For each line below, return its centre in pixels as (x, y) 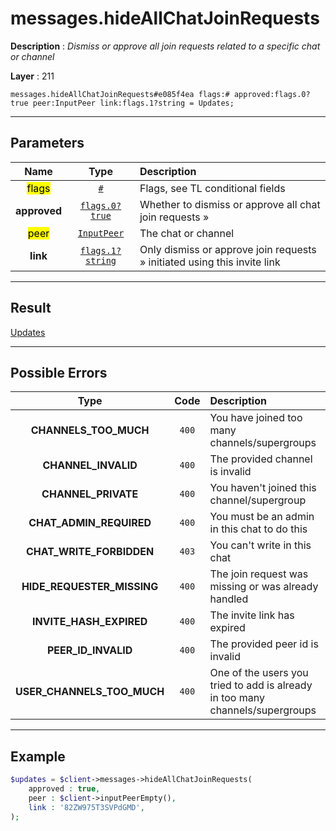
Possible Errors (59, 372)
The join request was (259, 574)
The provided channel (261, 459)
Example (38, 756)
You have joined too (256, 418)
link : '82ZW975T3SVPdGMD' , (86, 807)
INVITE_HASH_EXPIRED (89, 622)
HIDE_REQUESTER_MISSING (90, 587)
